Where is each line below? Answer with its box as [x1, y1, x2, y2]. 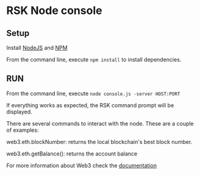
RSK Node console [6, 4, 102, 18]
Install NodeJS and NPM [6, 44, 68, 51]
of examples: [6, 126, 39, 134]
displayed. [6, 108, 32, 115]
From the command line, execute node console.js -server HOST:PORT [6, 90, 180, 97]
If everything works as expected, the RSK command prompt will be [6, 101, 174, 109]
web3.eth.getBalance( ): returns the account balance [6, 150, 138, 157]
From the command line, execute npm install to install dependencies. [6, 56, 182, 63]
